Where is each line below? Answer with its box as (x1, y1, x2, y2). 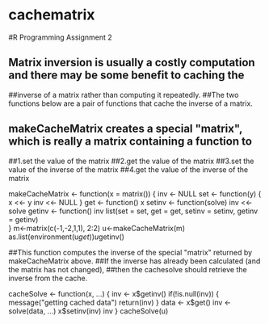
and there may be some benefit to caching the (8, 69, 245, 82)
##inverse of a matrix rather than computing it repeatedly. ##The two (8, 90, 239, 99)
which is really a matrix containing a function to (8, 135, 253, 149)
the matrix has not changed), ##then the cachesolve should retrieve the (8, 264, 248, 274)
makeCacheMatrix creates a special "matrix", (8, 122, 243, 136)
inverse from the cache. (8, 273, 88, 283)
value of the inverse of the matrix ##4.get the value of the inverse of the (8, 164, 249, 175)
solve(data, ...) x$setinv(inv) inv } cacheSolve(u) (8, 305, 169, 316)
